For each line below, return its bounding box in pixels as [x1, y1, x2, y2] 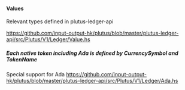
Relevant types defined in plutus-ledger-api [6, 18, 114, 25]
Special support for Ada [6, 71, 65, 78]
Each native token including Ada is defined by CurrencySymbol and [6, 49, 178, 57]
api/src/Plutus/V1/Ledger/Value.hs [6, 36, 91, 43]
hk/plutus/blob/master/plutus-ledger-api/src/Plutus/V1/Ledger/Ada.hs [6, 77, 178, 85]
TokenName [6, 55, 38, 63]
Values [6, 5, 24, 12]
